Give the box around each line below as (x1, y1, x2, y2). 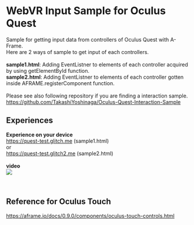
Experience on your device (6, 131, 73, 138)
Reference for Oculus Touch (6, 197, 112, 207)
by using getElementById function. (6, 67, 90, 74)
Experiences (6, 116, 53, 126)
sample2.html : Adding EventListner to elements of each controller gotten (6, 73, 184, 80)
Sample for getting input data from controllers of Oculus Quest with (6, 36, 169, 43)
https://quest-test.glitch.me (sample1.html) (6, 137, 109, 145)
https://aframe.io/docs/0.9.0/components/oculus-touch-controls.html (6, 212, 175, 219)
